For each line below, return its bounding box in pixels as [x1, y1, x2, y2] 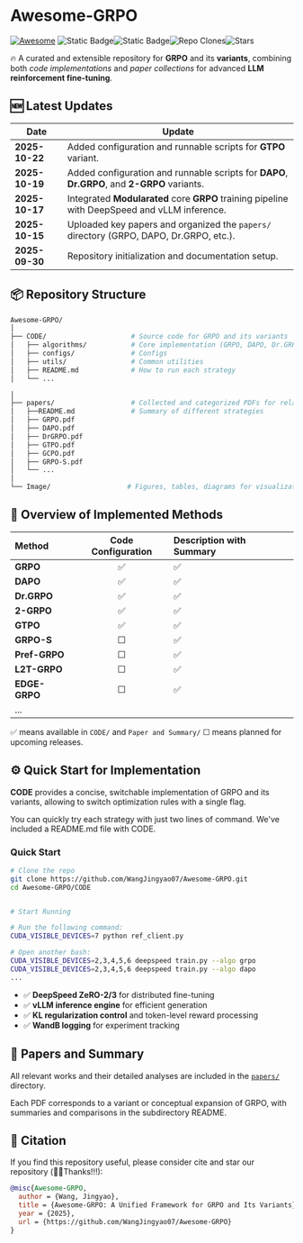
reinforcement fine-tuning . [10, 72, 113, 83]
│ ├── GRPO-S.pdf [10, 457, 84, 467]
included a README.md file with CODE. [10, 823, 156, 834]
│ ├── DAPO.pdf [10, 424, 76, 433]
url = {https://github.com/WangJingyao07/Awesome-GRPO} [18, 1217, 232, 1226]
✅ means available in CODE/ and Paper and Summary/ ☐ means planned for [10, 726, 282, 737]
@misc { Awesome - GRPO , [10, 1184, 88, 1193]
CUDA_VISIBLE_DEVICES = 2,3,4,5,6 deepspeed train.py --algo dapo [10, 965, 256, 974]
